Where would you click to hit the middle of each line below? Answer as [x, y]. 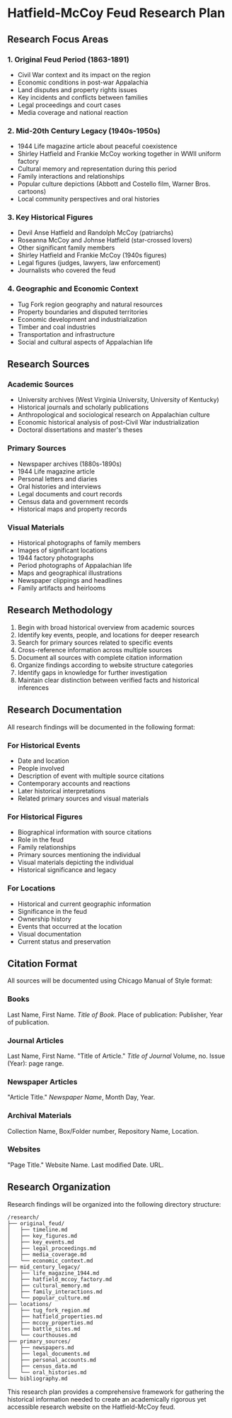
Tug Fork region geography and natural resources [90, 304]
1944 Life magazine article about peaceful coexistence [98, 146]
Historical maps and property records [72, 509]
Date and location [43, 761]
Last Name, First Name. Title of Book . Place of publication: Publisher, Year [115, 1015]
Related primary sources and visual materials [83, 798]
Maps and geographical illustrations [70, 573]
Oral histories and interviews [59, 486]
